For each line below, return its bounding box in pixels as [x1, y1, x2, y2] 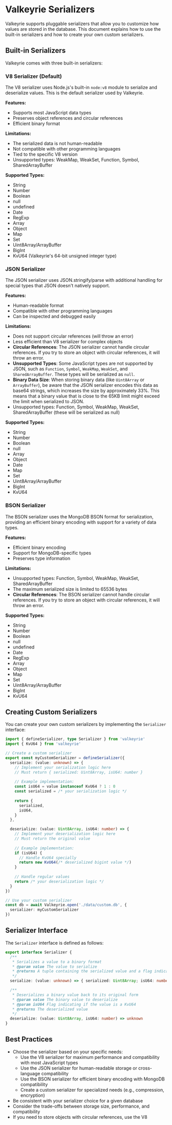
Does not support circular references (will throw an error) [12, 333, 134, 339]
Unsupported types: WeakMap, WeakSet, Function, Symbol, [12, 157, 140, 163]
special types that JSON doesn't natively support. [5, 283, 110, 289]
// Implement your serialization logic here [14, 765, 111, 770]
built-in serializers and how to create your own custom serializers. [5, 31, 144, 37]
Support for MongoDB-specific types [12, 550, 91, 556]
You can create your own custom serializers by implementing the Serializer [5, 721, 166, 727]
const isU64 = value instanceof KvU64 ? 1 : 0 [14, 784, 116, 789]
